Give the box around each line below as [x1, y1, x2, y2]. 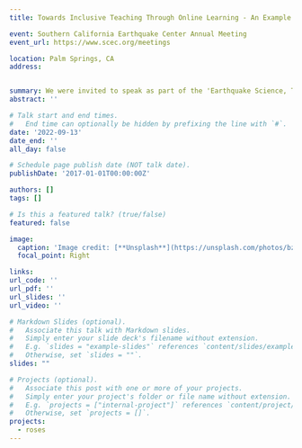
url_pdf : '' [9, 284, 54, 293]
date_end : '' [9, 136, 58, 145]
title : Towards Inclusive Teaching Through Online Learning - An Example [9, 13, 292, 22]
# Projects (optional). [9, 375, 99, 384]
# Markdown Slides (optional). [9, 317, 127, 327]
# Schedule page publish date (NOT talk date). [9, 161, 191, 170]
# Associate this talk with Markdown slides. [9, 326, 191, 335]
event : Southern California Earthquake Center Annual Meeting [9, 29, 247, 39]
